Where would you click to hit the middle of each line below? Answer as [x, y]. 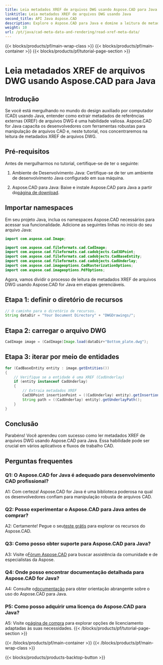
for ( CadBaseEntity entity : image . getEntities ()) [57, 368]
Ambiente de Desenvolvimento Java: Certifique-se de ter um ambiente [83, 172]
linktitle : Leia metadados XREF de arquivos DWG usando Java [68, 14]
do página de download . [36, 192]
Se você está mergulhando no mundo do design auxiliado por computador [79, 111]
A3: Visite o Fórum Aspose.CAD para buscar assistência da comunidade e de [81, 554]
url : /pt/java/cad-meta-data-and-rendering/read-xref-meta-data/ [72, 32]
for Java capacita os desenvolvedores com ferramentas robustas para [75, 126]
